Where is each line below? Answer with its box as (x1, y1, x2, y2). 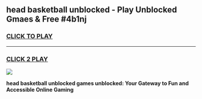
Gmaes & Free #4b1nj (6, 14, 87, 25)
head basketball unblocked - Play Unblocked (6, 5, 177, 15)
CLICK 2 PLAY (6, 55, 48, 63)
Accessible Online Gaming (6, 86, 74, 93)
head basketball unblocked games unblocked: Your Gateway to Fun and (6, 79, 189, 86)
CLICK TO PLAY (6, 32, 53, 41)
